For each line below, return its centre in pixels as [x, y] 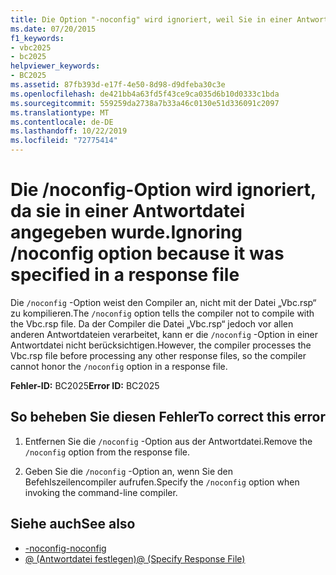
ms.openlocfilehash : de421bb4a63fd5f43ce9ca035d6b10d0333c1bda [145, 94]
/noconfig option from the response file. [107, 452]
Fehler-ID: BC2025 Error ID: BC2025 [85, 385]
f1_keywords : [37, 38]
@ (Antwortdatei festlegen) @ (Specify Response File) [135, 558]
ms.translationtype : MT [60, 112]
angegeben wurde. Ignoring [126, 232]
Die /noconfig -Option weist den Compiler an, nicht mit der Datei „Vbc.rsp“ [163, 302]
